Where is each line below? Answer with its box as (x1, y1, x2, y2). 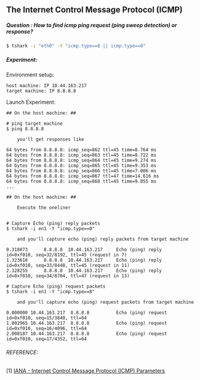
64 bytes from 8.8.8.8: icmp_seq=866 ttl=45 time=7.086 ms (6, 168, 157, 174)
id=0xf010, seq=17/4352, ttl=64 (6, 336, 87, 342)
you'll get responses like (17, 136, 84, 143)
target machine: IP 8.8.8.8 (6, 88, 77, 94)
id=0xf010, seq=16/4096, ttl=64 (6, 325, 87, 332)
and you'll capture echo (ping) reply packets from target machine (17, 237, 189, 243)
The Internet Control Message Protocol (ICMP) (6, 5, 183, 15)
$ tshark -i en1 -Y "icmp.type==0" (6, 226, 95, 232)
